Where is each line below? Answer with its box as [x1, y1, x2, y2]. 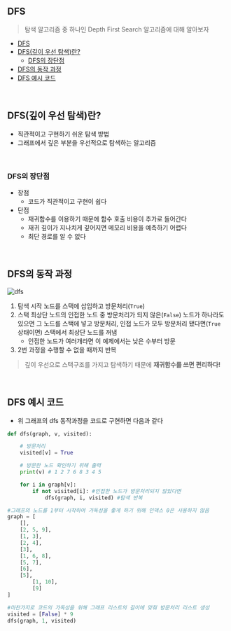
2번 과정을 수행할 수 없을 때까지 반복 [17, 345, 117, 354]
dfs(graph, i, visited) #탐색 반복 [44, 494, 143, 501]
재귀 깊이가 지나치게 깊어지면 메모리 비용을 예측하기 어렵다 [27, 223, 188, 232]
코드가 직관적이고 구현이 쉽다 [27, 197, 107, 205]
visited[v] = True [20, 450, 73, 457]
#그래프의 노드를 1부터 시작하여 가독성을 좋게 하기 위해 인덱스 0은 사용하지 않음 [7, 507, 210, 514]
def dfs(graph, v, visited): [7, 430, 92, 437]
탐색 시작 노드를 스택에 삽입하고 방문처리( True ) [17, 301, 146, 310]
